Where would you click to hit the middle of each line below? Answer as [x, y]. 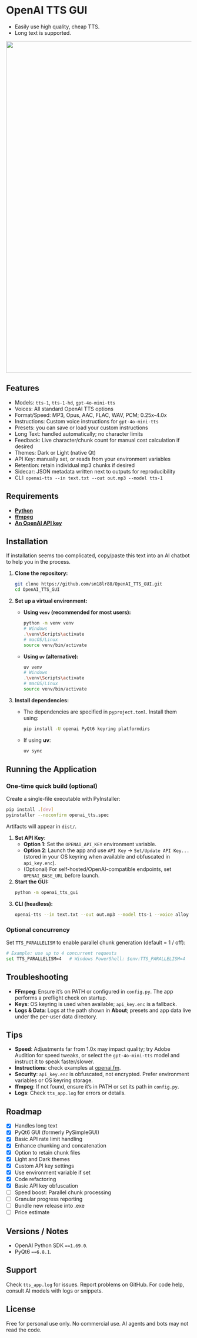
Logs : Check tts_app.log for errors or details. [70, 1093]
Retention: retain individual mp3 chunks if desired [75, 465]
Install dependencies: [42, 700]
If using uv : [37, 740]
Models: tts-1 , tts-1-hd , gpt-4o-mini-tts [65, 402]
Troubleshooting [37, 977]
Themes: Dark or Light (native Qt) [55, 452]
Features [23, 388]
